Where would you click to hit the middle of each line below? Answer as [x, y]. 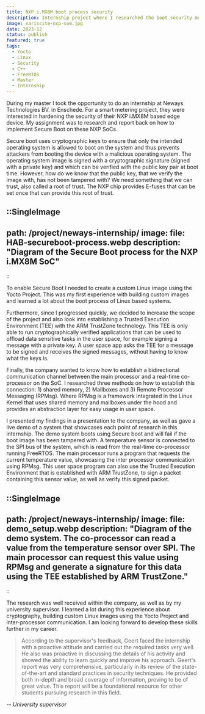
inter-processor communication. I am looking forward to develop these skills [102, 622]
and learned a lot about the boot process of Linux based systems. [89, 301]
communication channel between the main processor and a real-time [93, 377]
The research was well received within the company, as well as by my [94, 603]
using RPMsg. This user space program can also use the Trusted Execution [101, 466]
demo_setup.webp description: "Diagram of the [99, 529]
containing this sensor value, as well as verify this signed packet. [88, 479]
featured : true [26, 40]
